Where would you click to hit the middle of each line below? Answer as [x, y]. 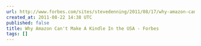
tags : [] [17, 34]
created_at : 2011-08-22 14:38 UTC [49, 17]
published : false [28, 23]
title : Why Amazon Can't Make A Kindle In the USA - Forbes [83, 28]
